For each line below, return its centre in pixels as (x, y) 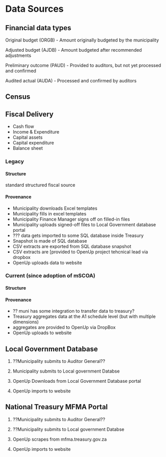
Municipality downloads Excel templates (55, 208)
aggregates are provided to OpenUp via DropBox (64, 328)
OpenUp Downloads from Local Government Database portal (77, 381)
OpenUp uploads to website (42, 333)
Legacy (15, 162)
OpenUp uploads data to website (47, 263)
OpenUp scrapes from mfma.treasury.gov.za (60, 439)
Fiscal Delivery (29, 114)
